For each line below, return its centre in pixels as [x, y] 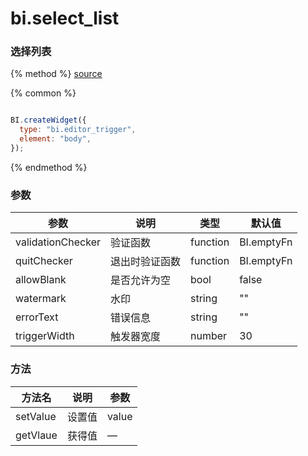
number [209, 336]
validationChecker [58, 242]
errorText [37, 317]
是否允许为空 [140, 280]
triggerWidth [45, 336]
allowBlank [41, 280]
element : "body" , [55, 139]
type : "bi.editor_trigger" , [78, 130]
